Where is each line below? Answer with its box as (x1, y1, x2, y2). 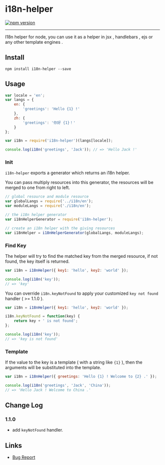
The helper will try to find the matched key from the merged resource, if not (5, 253, 158, 259)
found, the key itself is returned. (5, 258, 70, 264)
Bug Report (12, 454, 35, 461)
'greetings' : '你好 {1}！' (23, 120, 76, 125)
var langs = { (5, 97, 34, 102)
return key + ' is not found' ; (14, 318, 78, 323)
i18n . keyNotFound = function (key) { (5, 314, 80, 319)
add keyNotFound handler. (12, 427, 63, 433)
